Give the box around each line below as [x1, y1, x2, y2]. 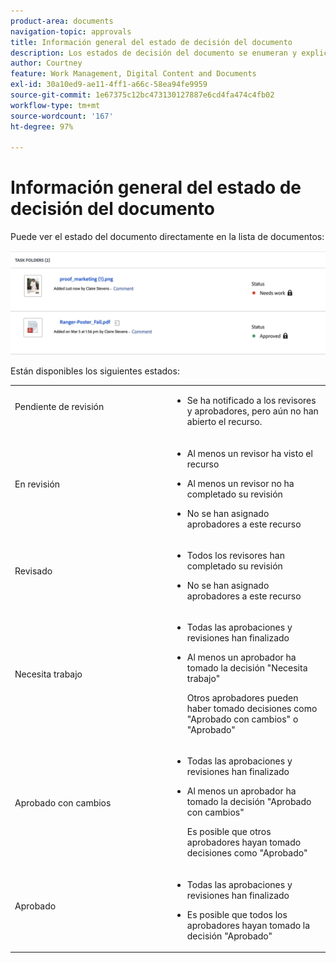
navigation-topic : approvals [10, 26, 132, 37]
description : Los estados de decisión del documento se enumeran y [10, 48, 298, 58]
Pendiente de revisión [14, 401, 105, 413]
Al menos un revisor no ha [186, 477, 295, 489]
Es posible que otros [186, 826, 272, 838]
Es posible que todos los [186, 908, 288, 920]
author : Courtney [10, 58, 83, 69]
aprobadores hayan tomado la [186, 919, 311, 931]
